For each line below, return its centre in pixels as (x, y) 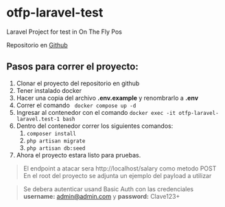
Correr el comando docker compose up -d (76, 105)
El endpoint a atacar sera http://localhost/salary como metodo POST (120, 168)
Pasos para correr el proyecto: (72, 67)
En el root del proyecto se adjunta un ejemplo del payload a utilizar (117, 175)
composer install (51, 133)
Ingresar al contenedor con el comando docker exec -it (96, 112)
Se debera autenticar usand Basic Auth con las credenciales (108, 189)
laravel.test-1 (38, 119)
